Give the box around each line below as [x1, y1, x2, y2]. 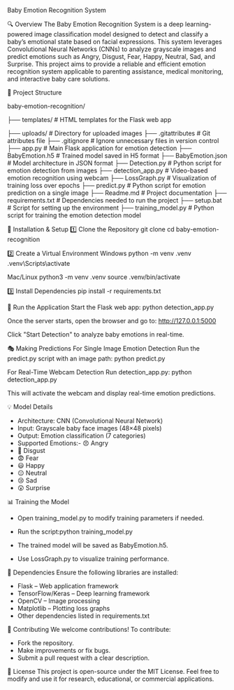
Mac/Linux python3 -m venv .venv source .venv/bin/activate [7, 273, 180, 281]
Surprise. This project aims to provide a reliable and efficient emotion [7, 60, 206, 68]
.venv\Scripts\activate [7, 259, 71, 267]
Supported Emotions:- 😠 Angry [17, 439, 109, 447]
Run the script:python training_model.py [17, 527, 133, 536]
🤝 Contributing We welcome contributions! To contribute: [7, 625, 171, 633]
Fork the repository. [17, 639, 75, 647]
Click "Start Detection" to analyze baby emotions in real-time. [7, 330, 184, 339]
